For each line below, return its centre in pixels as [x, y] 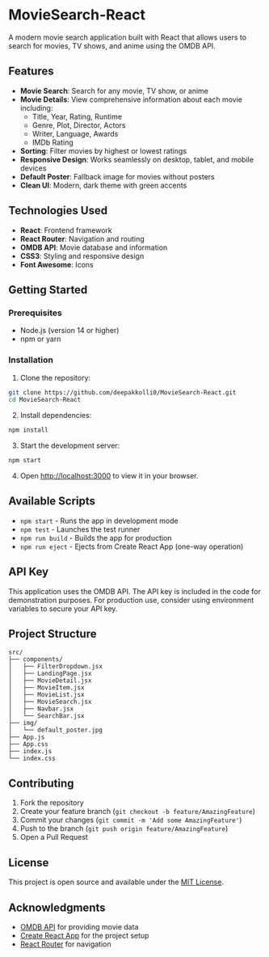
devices [33, 168]
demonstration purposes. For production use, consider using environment [131, 600]
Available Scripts [52, 502]
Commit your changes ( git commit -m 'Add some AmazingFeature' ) [131, 820]
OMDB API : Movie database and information [94, 247]
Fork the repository [52, 803]
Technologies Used [58, 211]
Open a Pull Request [54, 837]
